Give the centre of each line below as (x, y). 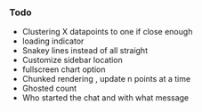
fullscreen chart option (64, 69)
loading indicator (53, 41)
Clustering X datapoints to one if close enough (107, 32)
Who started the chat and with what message (105, 98)
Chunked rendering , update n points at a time (106, 79)
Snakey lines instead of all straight (85, 51)
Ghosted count (49, 88)
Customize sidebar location (72, 60)
